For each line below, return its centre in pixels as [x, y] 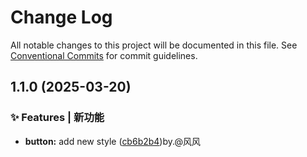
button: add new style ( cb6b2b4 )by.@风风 [112, 141]
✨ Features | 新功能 [57, 118]
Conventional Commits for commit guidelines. [104, 55]
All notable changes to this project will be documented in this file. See [154, 45]
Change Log [61, 17]
